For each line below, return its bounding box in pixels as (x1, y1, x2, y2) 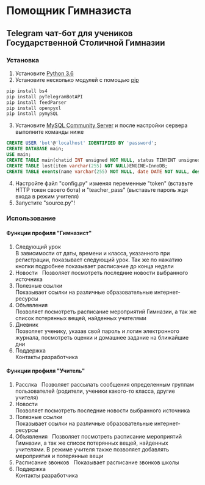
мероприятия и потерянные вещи (15, 452, 104, 459)
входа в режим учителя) (15, 192, 79, 200)
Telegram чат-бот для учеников (6, 28, 133, 38)
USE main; (6, 151, 32, 158)
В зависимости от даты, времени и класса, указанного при (15, 249, 170, 257)
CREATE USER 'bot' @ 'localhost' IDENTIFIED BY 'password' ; (6, 140, 157, 147)
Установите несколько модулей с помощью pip (15, 76, 139, 83)
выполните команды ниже (15, 128, 84, 136)
